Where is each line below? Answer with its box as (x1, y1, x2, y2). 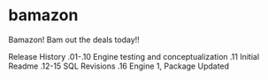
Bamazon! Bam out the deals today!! (8, 34, 141, 45)
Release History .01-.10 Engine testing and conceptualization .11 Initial (8, 51, 260, 62)
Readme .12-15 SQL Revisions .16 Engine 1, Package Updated (8, 61, 230, 71)
